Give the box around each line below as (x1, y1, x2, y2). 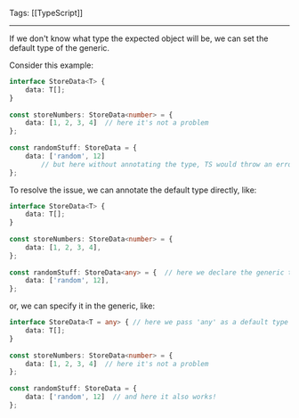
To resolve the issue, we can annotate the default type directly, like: (9, 184, 257, 195)
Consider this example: (9, 60, 93, 70)
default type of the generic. (9, 43, 109, 53)
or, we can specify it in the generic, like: (9, 300, 156, 311)
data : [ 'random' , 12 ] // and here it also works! (25, 392, 217, 401)
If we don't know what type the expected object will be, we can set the (9, 33, 269, 44)
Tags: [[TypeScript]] (9, 8, 83, 18)
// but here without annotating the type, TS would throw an (41, 160, 273, 168)
